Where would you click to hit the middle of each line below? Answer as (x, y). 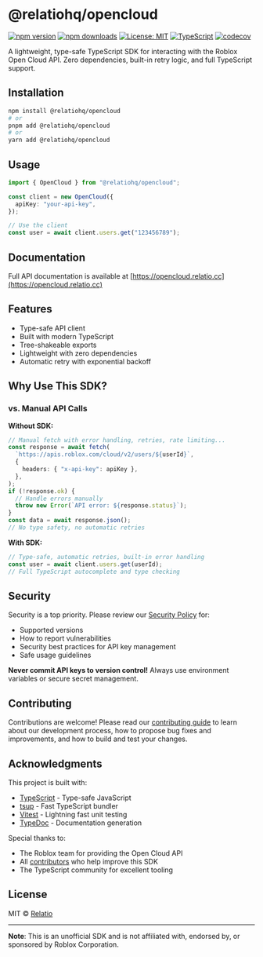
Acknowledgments (56, 763)
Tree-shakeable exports (58, 345)
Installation (36, 93)
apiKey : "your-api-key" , (56, 204)
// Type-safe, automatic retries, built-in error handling (106, 557)
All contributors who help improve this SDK (89, 861)
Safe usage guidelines (55, 655)
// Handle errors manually (59, 499)
